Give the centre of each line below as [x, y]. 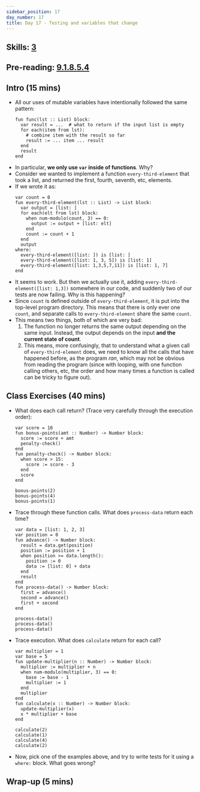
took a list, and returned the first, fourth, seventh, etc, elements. [93, 180]
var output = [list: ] [49, 208]
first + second [40, 603]
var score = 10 [34, 428]
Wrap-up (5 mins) [40, 782]
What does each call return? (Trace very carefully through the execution [104, 410]
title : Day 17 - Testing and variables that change [72, 23]
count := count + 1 [50, 234]
